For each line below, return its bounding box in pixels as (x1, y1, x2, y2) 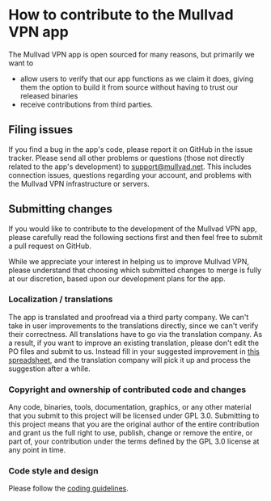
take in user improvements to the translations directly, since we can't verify (8, 321, 259, 330)
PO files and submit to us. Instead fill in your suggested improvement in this (8, 346, 260, 356)
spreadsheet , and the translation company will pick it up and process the (8, 355, 251, 364)
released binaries (19, 91, 78, 100)
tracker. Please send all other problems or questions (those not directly (8, 153, 245, 162)
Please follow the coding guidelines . (8, 483, 129, 494)
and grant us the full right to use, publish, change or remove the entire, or (8, 428, 253, 438)
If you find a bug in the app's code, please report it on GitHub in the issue (8, 144, 253, 154)
